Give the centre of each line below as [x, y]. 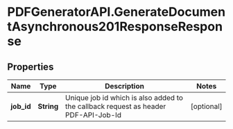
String [48, 106]
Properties [31, 67]
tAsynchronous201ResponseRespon [115, 27]
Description [124, 86]
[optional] [206, 106]
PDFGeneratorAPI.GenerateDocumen [116, 12]
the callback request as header [115, 106]
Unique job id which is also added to [124, 98]
